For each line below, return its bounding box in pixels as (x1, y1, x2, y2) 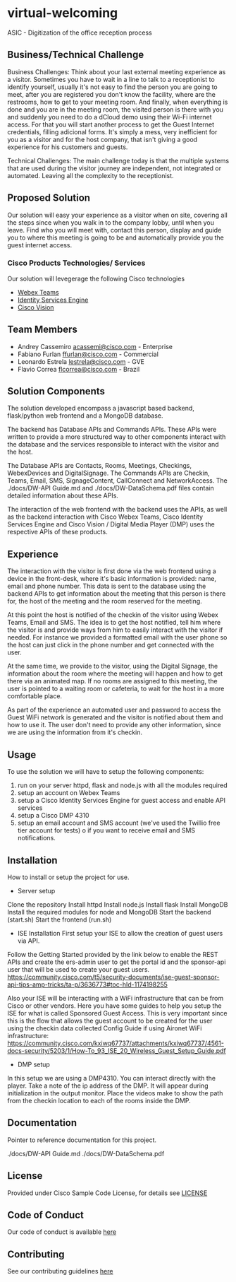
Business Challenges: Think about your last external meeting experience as (7, 67, 226, 76)
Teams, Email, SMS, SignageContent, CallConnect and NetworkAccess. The (7, 476, 228, 485)
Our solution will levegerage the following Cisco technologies (7, 274, 185, 283)
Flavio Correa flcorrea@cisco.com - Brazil (17, 365, 140, 373)
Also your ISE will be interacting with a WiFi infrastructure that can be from (7, 994, 224, 1002)
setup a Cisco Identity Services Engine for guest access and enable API (17, 796, 226, 805)
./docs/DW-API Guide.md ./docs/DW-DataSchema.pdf (7, 1149, 165, 1158)
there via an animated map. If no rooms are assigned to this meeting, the (7, 677, 218, 686)
